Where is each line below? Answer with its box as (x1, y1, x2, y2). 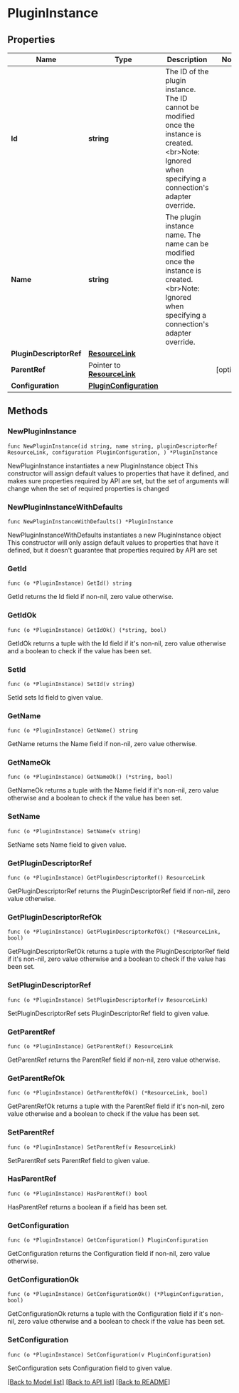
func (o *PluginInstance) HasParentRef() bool (7, 1190, 148, 1197)
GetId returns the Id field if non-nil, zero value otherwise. (7, 593, 174, 601)
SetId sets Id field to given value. (7, 693, 103, 701)
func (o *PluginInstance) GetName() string (7, 727, 139, 735)
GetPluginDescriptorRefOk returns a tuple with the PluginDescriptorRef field (7, 947, 230, 956)
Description (166, 55, 208, 64)
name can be (165, 239, 209, 248)
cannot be (165, 102, 199, 112)
